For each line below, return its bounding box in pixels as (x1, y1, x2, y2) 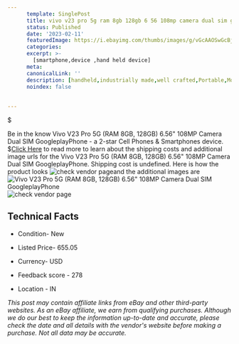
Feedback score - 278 (17, 271, 83, 279)
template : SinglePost (26, 10, 91, 18)
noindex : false (26, 83, 72, 90)
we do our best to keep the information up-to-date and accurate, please (7, 313, 220, 322)
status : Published (26, 23, 81, 31)
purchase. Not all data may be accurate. (7, 328, 127, 337)
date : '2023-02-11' (26, 30, 84, 38)
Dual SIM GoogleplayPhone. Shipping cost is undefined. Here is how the (7, 160, 219, 168)
